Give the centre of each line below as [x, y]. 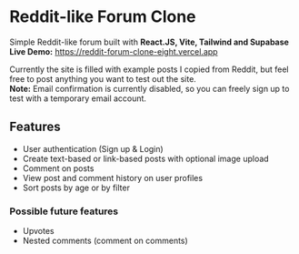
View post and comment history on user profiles [112, 178]
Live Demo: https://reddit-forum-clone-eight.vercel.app [114, 51]
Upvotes [38, 231]
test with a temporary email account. [78, 98]
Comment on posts [58, 168]
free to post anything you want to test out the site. [103, 78]
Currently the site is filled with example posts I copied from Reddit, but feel [149, 69]
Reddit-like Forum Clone [103, 17]
